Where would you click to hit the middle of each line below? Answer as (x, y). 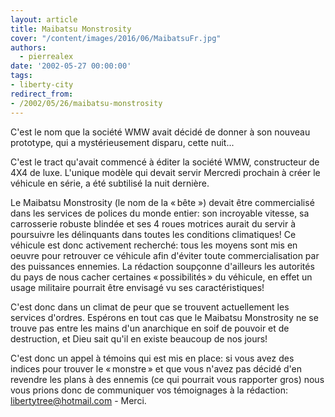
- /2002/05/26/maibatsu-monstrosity (86, 103)
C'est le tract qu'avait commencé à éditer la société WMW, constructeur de (165, 162)
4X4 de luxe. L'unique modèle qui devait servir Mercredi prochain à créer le (165, 172)
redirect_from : (42, 94)
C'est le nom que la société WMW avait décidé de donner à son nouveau (160, 132)
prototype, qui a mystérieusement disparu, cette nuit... (122, 142)
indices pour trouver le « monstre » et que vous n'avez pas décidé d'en (156, 368)
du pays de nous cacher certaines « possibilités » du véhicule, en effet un (161, 277)
